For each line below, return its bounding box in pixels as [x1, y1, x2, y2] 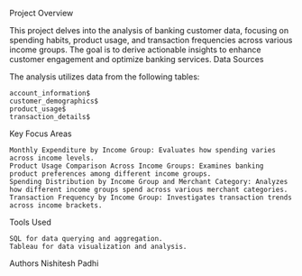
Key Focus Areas [9, 128, 72, 139]
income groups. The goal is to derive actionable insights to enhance [9, 44, 261, 55]
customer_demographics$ [9, 97, 99, 106]
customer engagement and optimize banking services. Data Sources [9, 54, 264, 64]
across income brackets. [9, 201, 103, 210]
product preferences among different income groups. [9, 170, 212, 179]
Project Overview [9, 8, 74, 18]
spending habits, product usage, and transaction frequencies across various [9, 35, 293, 45]
